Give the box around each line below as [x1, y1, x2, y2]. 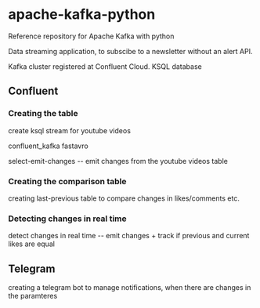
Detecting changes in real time [8, 213, 127, 224]
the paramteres [8, 292, 58, 301]
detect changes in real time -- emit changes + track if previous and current [8, 231, 250, 241]
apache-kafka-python [8, 5, 156, 24]
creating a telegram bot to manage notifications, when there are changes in [8, 283, 251, 292]
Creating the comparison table [8, 176, 127, 187]
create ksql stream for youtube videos [8, 125, 132, 135]
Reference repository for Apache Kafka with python [8, 31, 175, 41]
